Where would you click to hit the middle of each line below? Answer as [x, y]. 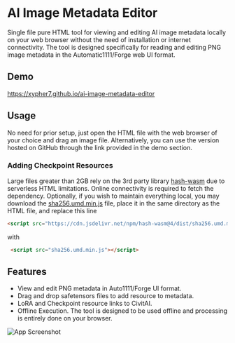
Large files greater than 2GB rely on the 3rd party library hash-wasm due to [116, 181]
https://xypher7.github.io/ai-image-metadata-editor [81, 93]
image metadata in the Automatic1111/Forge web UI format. [92, 55]
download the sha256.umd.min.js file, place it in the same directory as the [114, 203]
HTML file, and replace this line [52, 210]
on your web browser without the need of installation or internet [99, 39]
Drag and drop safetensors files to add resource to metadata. [106, 296]
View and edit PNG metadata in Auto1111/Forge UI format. [99, 288]
